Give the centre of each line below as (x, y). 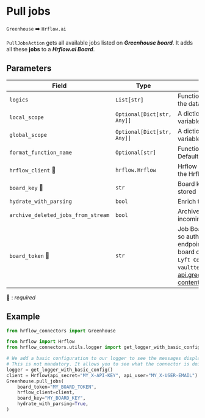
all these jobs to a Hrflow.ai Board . (51, 49)
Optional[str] (136, 152)
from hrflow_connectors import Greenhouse (61, 331)
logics (19, 100)
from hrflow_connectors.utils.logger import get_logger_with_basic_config (103, 347)
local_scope (27, 117)
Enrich (187, 201)
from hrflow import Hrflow (41, 342)
